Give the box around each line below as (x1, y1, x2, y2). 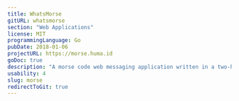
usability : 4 (7, 70, 46, 77)
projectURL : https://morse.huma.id (7, 51, 113, 58)
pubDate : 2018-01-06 (7, 43, 69, 51)
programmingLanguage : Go (7, 37, 81, 44)
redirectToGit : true (7, 83, 69, 90)
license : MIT (7, 30, 46, 38)
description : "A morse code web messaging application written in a (7, 63, 215, 70)
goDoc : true (7, 57, 43, 64)
